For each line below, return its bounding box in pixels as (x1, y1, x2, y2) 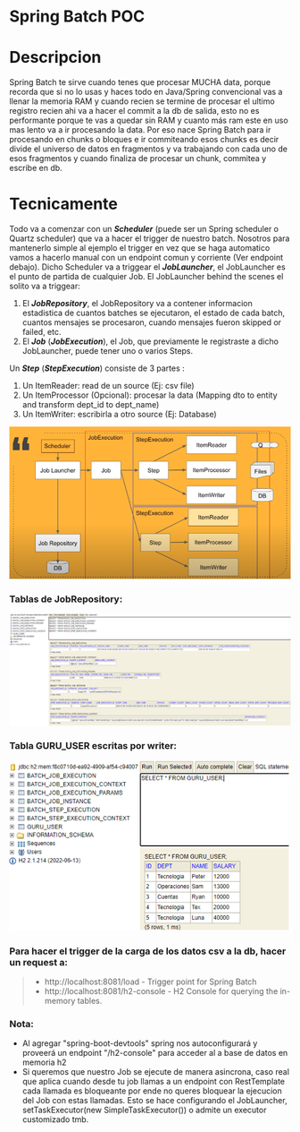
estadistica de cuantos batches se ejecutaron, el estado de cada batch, (21, 307, 286, 319)
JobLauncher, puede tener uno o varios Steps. (21, 346, 194, 356)
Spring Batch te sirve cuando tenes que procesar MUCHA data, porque (9, 77, 271, 88)
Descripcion (9, 47, 102, 68)
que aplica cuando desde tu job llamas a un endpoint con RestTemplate (21, 1076, 286, 1087)
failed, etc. (21, 327, 62, 338)
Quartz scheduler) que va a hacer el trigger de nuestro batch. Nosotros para (9, 233, 290, 244)
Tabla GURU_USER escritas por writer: (9, 739, 177, 751)
